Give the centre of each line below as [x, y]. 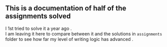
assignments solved [38, 16]
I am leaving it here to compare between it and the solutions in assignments [84, 34]
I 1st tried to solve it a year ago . [39, 28]
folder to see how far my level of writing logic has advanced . [69, 39]
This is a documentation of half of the [66, 8]
